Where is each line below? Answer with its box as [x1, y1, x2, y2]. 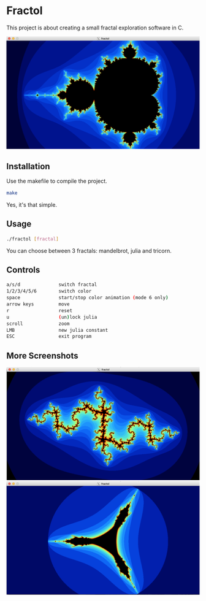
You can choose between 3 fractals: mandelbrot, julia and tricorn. [6, 247, 172, 255]
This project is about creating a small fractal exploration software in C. [6, 24, 184, 31]
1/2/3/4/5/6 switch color [6, 288, 92, 294]
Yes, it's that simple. [6, 201, 57, 209]
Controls [6, 265, 40, 275]
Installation [6, 161, 50, 172]
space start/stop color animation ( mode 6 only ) [6, 295, 169, 301]
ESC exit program [6, 334, 92, 340]
